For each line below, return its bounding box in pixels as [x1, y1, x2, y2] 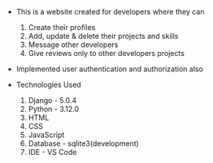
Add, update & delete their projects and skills [28, 32, 179, 41]
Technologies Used [15, 80, 81, 89]
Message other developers [28, 40, 119, 49]
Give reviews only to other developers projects [28, 49, 185, 58]
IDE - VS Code [28, 148, 77, 157]
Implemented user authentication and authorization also [15, 64, 203, 74]
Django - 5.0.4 [28, 96, 77, 105]
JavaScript [28, 130, 65, 139]
